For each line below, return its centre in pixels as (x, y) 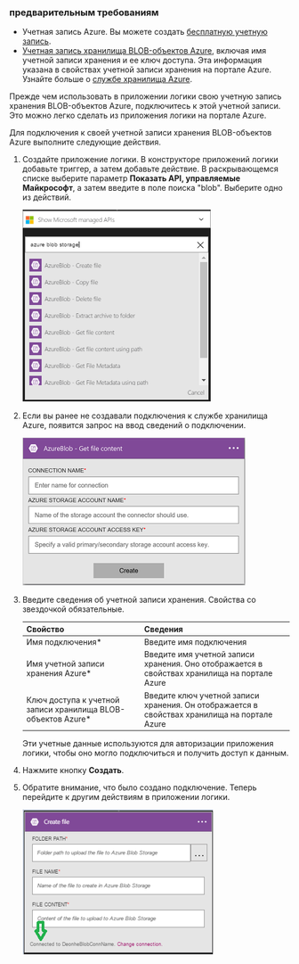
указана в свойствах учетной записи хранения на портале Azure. (147, 70)
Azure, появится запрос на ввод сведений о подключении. (134, 425)
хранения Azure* (59, 673)
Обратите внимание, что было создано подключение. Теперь (139, 787)
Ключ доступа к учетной (73, 700)
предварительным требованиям (84, 12)
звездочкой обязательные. (73, 609)
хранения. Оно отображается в (203, 664)
